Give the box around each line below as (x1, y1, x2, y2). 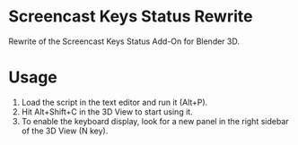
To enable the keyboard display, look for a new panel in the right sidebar (21, 115, 289, 126)
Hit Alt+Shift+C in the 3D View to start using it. (21, 106, 194, 117)
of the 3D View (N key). (21, 125, 109, 136)
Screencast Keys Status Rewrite (8, 6, 253, 27)
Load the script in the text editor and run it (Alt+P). (21, 97, 208, 107)
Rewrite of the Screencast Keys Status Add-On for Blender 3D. (8, 36, 240, 47)
